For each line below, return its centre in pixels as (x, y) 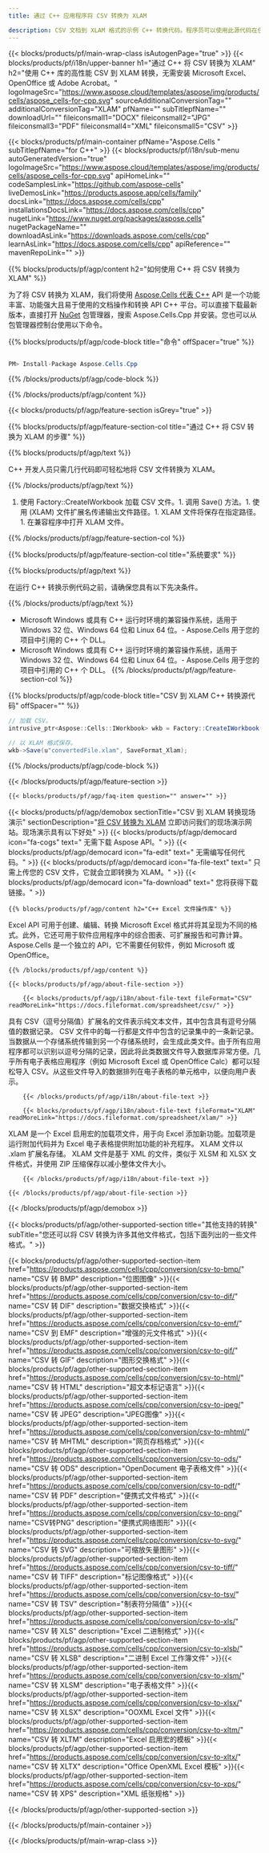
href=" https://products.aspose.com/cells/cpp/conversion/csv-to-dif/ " (123, 1296)
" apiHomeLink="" (140, 175)
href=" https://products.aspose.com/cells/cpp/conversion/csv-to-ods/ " (125, 1459)
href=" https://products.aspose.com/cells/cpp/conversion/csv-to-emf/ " (125, 1323)
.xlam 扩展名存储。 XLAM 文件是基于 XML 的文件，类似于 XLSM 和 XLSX (128, 1154)
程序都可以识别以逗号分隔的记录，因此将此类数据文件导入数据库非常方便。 (131, 1051)
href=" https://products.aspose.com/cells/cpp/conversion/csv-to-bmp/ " (126, 1269)
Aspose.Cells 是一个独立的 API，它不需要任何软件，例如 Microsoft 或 (122, 945)
